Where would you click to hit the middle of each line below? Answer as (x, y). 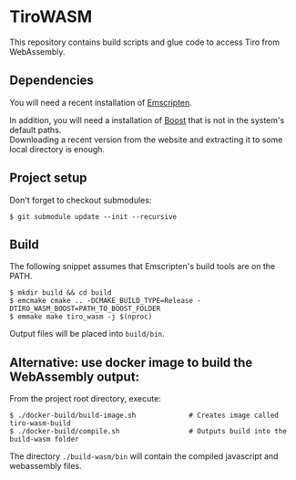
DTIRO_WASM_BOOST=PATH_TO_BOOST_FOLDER (85, 309)
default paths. (36, 130)
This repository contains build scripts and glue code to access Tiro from (145, 42)
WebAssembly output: (74, 376)
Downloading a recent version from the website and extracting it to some (146, 140)
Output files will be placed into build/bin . (87, 334)
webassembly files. (46, 466)
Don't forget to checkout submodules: (81, 200)
